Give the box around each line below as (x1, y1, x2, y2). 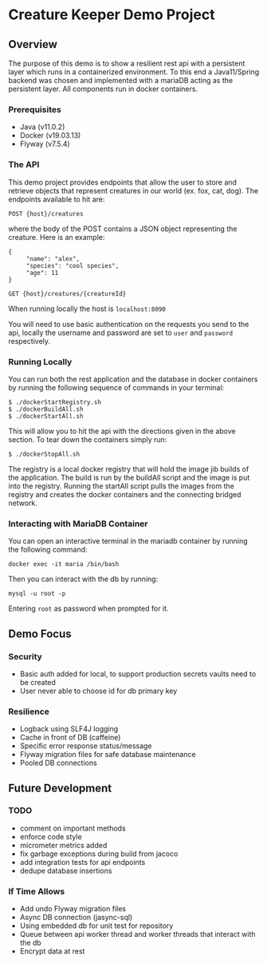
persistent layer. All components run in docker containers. (8, 84, 198, 94)
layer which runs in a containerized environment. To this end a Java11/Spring (8, 67, 260, 77)
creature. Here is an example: (8, 232, 105, 241)
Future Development (8, 781, 112, 795)
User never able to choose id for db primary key (19, 686, 178, 695)
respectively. (8, 336, 50, 345)
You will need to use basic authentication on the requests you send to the (8, 319, 249, 329)
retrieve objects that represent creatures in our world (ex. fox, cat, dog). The (8, 185, 259, 195)
